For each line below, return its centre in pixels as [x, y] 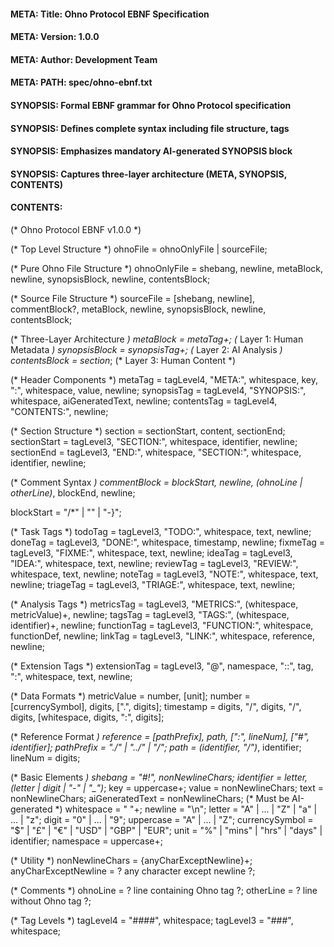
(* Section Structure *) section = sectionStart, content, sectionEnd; [148, 431]
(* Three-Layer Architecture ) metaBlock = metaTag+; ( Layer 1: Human [157, 339]
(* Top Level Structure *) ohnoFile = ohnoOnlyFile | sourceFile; [139, 249]
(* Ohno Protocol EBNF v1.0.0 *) [76, 229]
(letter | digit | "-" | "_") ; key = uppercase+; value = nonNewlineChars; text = [167, 787]
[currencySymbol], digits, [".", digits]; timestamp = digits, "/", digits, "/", [156, 706]
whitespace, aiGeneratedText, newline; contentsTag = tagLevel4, [144, 401]
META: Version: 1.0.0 [55, 37]
